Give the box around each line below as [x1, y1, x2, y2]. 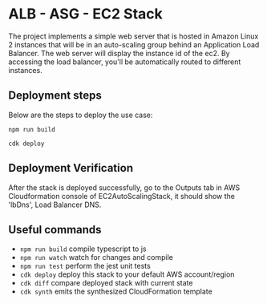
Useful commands [8, 222, 102, 237]
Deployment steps [8, 89, 102, 103]
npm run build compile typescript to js [19, 244, 147, 253]
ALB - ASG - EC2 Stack [8, 5, 163, 23]
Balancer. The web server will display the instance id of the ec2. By [8, 48, 230, 58]
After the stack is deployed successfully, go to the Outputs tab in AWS [8, 182, 241, 193]
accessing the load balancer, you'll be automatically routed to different [8, 57, 241, 67]
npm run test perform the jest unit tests [19, 261, 151, 271]
